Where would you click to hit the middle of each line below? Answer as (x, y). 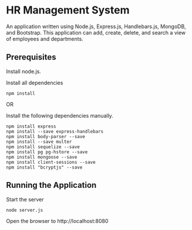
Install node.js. (23, 71)
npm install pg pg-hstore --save (47, 152)
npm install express (31, 126)
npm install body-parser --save (46, 136)
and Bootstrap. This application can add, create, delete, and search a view (96, 32)
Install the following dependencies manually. (60, 115)
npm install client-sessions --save (51, 162)
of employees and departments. (45, 39)
